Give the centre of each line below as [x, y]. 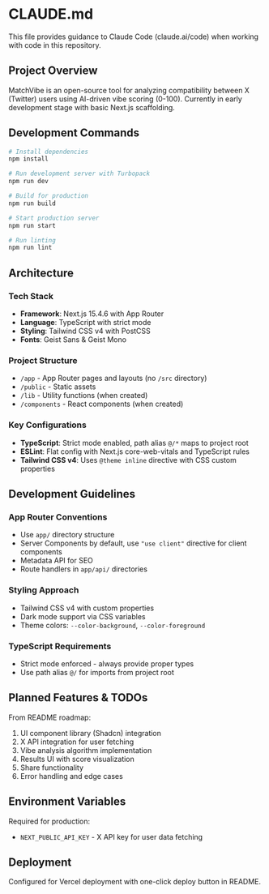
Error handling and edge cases [71, 776]
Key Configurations [47, 425]
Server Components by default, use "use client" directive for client [133, 543]
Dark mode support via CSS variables [83, 616]
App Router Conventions [58, 517]
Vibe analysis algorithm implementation [86, 750]
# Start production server [54, 218]
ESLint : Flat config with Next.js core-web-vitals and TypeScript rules [134, 451]
